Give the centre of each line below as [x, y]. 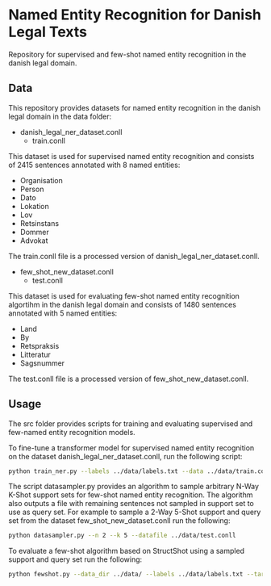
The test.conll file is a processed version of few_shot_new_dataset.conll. [129, 379]
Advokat [34, 241]
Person [32, 189]
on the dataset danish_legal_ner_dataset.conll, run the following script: [125, 456]
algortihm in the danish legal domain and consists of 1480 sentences [122, 304]
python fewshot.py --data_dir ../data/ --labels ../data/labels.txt [126, 575]
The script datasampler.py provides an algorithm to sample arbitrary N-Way [134, 487]
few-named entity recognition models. [72, 432]
